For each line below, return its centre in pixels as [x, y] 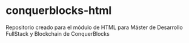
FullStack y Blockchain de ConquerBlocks [58, 33]
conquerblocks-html [59, 11]
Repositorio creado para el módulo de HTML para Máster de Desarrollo [94, 27]
